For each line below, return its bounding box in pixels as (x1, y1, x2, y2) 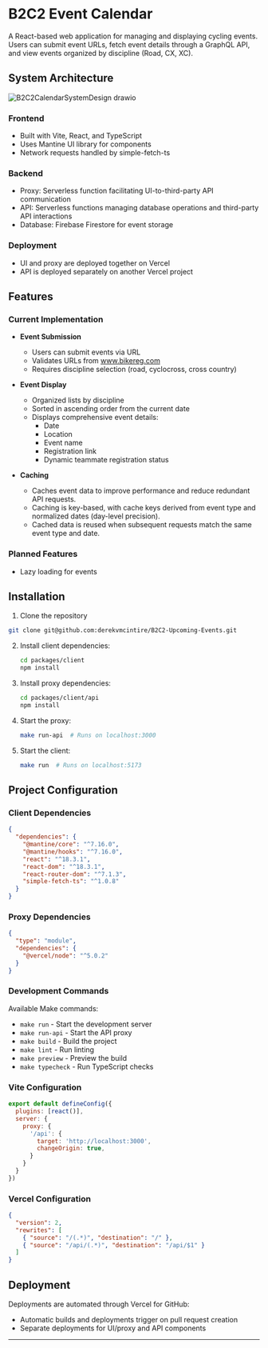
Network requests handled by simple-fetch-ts (19, 148, 171, 158)
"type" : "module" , (15, 937, 77, 945)
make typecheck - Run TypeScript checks (19, 1062, 154, 1071)
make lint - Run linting (19, 1045, 94, 1054)
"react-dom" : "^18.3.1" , (22, 862, 105, 870)
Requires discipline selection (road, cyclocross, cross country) (31, 365, 237, 374)
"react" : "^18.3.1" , (22, 855, 91, 863)
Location (43, 430, 73, 439)
